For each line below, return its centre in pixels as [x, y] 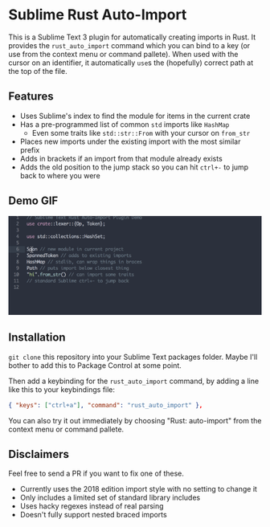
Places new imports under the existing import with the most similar [130, 141]
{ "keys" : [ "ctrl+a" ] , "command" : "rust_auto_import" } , [106, 405]
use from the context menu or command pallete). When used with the [123, 54]
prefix [30, 149]
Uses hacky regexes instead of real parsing [92, 506]
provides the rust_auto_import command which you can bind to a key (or [129, 45]
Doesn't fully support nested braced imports [93, 515]
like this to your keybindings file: [61, 389]
